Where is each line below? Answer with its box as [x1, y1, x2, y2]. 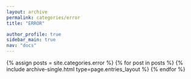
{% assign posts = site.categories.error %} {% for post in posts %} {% [6, 59, 184, 66]
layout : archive [6, 9, 48, 15]
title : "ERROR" [6, 20, 45, 26]
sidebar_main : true [6, 37, 56, 43]
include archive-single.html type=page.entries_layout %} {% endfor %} [6, 66, 186, 73]
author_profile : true [6, 31, 62, 37]
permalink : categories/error [6, 15, 81, 21]
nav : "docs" [6, 43, 37, 49]
